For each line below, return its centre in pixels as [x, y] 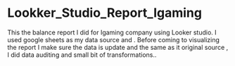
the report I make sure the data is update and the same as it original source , [118, 47]
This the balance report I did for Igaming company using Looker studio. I [112, 32]
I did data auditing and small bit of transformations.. [82, 55]
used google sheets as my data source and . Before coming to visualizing [114, 39]
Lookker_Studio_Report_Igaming [105, 13]
